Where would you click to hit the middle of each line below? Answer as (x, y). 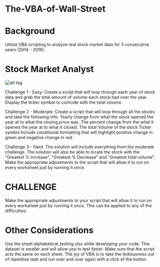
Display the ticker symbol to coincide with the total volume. (64, 102)
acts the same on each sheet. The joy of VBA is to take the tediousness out (80, 254)
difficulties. (16, 211)
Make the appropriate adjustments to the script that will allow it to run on (77, 162)
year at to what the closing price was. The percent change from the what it (79, 122)
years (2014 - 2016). (25, 50)
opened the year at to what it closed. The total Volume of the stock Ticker (78, 127)
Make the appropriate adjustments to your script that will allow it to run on (79, 200)
